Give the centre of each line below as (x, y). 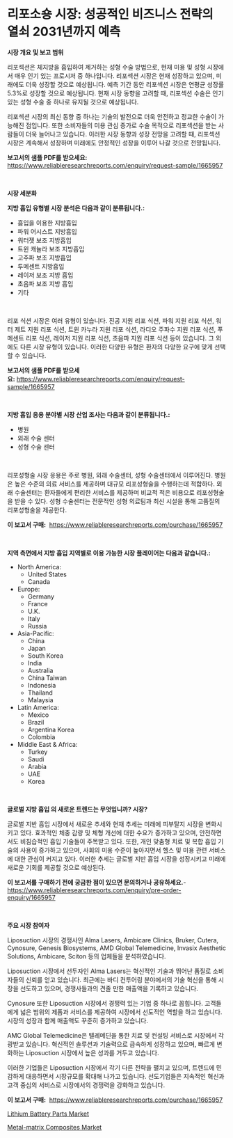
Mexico (38, 715)
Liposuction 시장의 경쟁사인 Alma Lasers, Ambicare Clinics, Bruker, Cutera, (113, 940)
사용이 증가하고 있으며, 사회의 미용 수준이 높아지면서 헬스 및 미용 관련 (113, 850)
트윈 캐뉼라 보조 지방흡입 (51, 248)
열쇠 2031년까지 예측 (64, 32)
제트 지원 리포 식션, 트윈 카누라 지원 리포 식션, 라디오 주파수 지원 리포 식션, (115, 329)
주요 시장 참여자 (29, 925)
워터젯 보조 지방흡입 (44, 240)
